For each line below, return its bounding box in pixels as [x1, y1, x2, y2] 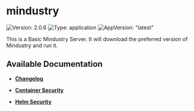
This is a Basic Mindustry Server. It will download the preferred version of [6, 35, 188, 42]
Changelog [14, 75, 44, 82]
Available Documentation [6, 59, 103, 69]
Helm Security [14, 98, 52, 105]
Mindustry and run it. [6, 42, 58, 49]
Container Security [14, 87, 64, 94]
